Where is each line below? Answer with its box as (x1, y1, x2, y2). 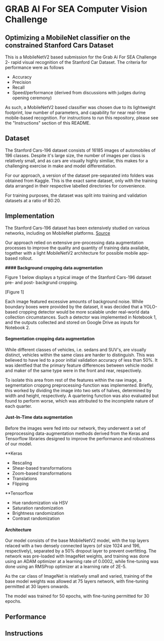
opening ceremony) (12, 95, 52, 101)
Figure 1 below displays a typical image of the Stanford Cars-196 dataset (5, 274, 152, 280)
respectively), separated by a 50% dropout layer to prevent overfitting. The (5, 548, 157, 554)
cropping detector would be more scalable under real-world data (19, 309, 150, 315)
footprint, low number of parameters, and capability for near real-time (5, 109, 146, 115)
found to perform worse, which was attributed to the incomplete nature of (5, 398, 154, 403)
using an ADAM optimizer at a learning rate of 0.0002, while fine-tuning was (5, 559, 159, 564)
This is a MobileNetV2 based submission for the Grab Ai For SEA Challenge (5, 54, 157, 60)
